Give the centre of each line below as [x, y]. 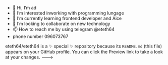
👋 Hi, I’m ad [24, 8]
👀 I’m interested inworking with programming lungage [68, 13]
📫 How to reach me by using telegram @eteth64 [64, 29]
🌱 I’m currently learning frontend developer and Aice [67, 18]
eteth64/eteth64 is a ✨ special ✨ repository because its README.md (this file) [84, 46]
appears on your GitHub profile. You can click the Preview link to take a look [84, 52]
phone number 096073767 [40, 36]
